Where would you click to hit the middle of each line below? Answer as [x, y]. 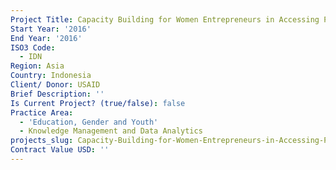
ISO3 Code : [33, 47]
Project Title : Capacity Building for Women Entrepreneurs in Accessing [165, 19]
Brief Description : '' [57, 94]
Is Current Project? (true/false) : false [98, 103]
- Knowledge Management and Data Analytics [111, 131]
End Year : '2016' [46, 38]
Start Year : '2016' [51, 29]
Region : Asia [37, 66]
